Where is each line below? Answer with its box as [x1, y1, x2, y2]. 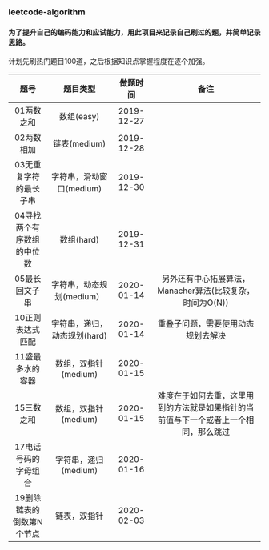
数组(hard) [59, 235, 100, 246]
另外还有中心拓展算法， [161, 273, 251, 284]
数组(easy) [58, 111, 100, 122]
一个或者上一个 [189, 415, 247, 426]
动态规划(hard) [51, 331, 108, 342]
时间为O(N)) [183, 297, 230, 308]
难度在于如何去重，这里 [157, 391, 247, 402]
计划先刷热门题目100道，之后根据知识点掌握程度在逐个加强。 [8, 57, 210, 66]
